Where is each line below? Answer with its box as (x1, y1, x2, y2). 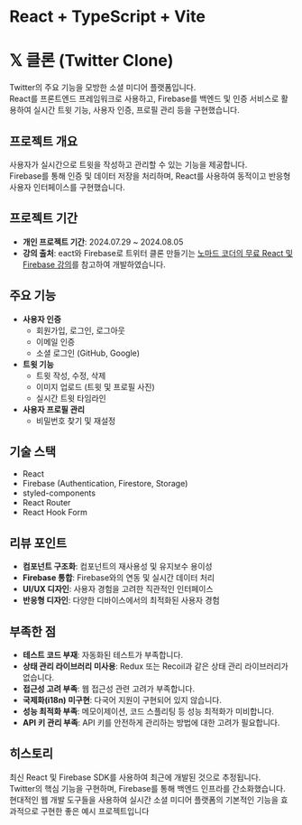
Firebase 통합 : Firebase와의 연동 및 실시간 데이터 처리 (22, 572, 215, 583)
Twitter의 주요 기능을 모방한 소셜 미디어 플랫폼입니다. (9, 82, 197, 93)
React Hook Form (22, 507, 87, 518)
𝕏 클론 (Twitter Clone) (9, 51, 174, 71)
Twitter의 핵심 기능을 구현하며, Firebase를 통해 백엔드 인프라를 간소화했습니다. (9, 783, 286, 793)
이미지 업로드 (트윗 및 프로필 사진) (35, 381, 155, 392)
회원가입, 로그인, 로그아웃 (35, 325, 126, 336)
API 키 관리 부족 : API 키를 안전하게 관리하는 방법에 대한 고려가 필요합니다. (22, 718, 280, 728)
